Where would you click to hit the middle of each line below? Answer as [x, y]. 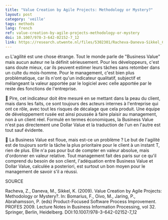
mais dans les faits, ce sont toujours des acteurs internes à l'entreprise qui [82, 103]
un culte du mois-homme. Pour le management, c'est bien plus [70, 72]
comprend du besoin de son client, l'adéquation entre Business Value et [79, 161]
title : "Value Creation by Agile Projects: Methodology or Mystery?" [79, 10]
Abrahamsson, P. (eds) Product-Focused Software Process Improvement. [81, 201]
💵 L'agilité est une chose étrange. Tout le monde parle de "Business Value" [83, 56]
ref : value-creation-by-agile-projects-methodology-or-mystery [72, 33]
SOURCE [14, 181]
